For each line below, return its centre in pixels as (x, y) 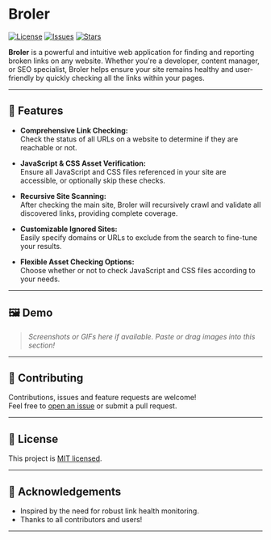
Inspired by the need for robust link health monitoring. (109, 511)
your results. (41, 246)
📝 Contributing (46, 378)
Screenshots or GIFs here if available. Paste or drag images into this (142, 336)
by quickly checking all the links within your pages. (120, 78)
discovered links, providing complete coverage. (99, 213)
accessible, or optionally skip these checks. (92, 180)
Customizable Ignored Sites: (69, 229)
